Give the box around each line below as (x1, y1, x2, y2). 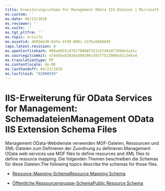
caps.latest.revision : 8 (5, 44, 56, 49)
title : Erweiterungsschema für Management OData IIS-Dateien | (5, 7, 137, 12)
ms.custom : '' (5, 12, 34, 17)
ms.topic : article (5, 35, 43, 40)
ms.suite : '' (5, 26, 32, 31)
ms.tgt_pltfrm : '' (5, 30, 43, 35)
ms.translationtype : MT (5, 58, 54, 63)
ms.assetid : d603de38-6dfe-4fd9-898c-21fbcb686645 (5, 39, 111, 44)
